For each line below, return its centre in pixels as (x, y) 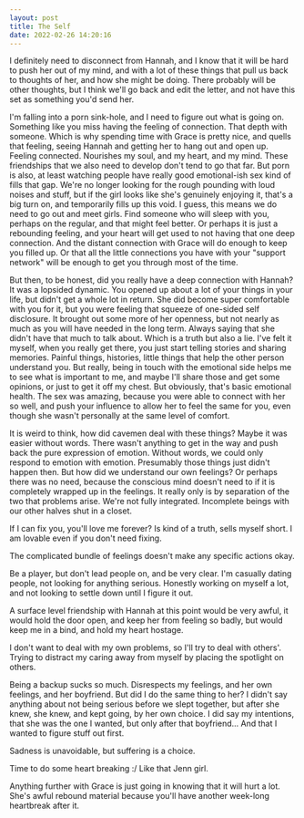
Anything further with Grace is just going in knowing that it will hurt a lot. (145, 786)
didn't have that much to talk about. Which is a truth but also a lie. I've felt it (151, 338)
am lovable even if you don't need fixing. (86, 538)
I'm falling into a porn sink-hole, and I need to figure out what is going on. (147, 117)
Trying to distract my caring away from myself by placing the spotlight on (147, 658)
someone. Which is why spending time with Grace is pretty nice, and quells (150, 137)
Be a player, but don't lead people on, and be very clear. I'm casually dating (151, 574)
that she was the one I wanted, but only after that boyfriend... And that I (143, 724)
